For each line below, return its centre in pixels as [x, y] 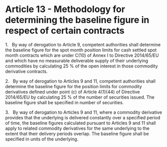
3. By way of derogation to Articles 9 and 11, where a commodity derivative [83, 112]
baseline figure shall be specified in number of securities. [64, 102]
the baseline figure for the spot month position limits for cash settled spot [81, 50]
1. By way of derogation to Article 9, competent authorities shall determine [83, 44]
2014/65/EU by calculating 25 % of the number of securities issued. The [80, 97]
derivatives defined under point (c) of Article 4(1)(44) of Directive [73, 92]
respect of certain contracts [65, 31]
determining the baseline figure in [77, 20]
